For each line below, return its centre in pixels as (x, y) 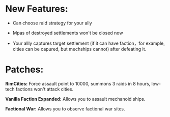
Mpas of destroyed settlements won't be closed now (68, 33)
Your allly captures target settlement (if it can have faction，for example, (89, 43)
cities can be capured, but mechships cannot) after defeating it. (79, 49)
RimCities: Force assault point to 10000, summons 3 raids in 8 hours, (78, 83)
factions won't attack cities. (45, 89)
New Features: (37, 9)
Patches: (24, 70)
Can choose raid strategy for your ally (52, 23)
